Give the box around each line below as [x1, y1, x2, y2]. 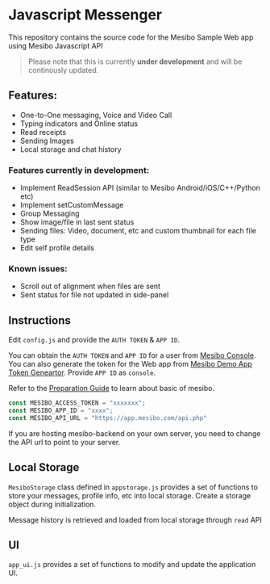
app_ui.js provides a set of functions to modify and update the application [8, 560, 256, 569]
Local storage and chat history [19, 144, 123, 154]
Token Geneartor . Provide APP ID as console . [8, 368, 156, 377]
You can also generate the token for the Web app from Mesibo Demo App [8, 359, 252, 369]
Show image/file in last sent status [19, 217, 135, 227]
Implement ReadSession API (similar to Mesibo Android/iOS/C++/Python [19, 183, 260, 193]
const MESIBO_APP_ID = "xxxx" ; [8, 406, 114, 415]
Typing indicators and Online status [19, 119, 139, 128]
